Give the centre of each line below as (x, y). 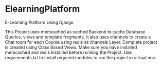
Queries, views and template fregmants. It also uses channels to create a (78, 37)
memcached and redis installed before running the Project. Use (69, 52)
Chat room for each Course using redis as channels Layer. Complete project (81, 42)
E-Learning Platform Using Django (39, 22)
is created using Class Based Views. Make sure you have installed (71, 47)
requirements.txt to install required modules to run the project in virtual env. (81, 57)
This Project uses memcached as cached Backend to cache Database (75, 32)
